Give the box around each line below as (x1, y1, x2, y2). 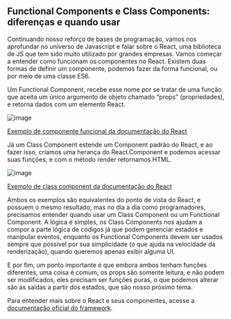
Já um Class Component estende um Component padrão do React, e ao (7, 140, 213, 149)
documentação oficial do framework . (7, 304, 113, 312)
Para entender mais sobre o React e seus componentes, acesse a (7, 296, 195, 304)
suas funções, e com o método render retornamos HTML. (7, 155, 172, 163)
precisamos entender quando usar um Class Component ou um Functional (7, 210, 220, 218)
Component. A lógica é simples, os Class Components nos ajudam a (7, 218, 203, 226)
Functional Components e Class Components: (7, 6, 210, 17)
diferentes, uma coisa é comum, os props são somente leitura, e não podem (7, 268, 225, 277)
